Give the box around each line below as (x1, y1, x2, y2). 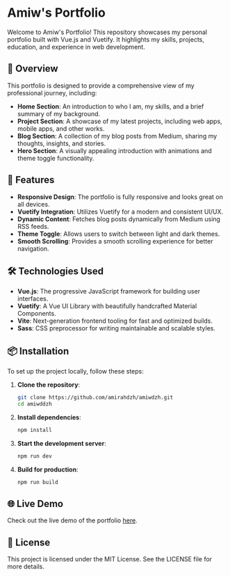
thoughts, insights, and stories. (17, 139, 106, 147)
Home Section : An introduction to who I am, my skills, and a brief (17, 102, 204, 111)
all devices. (17, 200, 50, 208)
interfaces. (17, 294, 49, 303)
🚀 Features (7, 174, 55, 186)
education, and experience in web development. (7, 42, 146, 51)
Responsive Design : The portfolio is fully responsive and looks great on (17, 193, 224, 201)
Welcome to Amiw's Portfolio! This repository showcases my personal (7, 28, 207, 36)
